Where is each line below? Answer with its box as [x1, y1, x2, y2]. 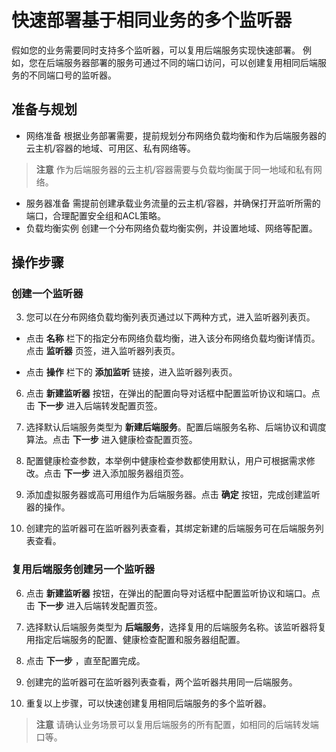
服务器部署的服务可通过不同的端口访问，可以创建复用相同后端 [63, 56, 318, 68]
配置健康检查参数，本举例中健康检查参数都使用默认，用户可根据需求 [25, 455, 307, 467]
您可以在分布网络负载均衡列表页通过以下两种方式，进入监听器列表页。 [25, 311, 316, 323]
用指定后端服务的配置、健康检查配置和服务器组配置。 [25, 633, 246, 645]
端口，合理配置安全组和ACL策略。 [25, 209, 167, 221]
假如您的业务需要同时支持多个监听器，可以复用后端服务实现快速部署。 [11, 44, 301, 56]
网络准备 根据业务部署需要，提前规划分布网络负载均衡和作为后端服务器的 [25, 129, 327, 141]
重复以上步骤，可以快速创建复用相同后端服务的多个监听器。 [25, 697, 272, 709]
